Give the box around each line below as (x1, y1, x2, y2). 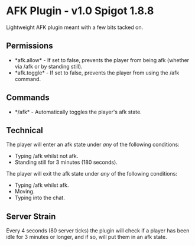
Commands (6, 93, 50, 103)
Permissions (6, 41, 53, 51)
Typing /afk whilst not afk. (14, 153, 79, 160)
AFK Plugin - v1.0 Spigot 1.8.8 (6, 4, 154, 18)
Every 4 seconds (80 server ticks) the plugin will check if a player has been (6, 227, 190, 234)
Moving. (14, 188, 35, 195)
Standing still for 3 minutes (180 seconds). (14, 158, 118, 166)
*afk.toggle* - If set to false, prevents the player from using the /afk (14, 69, 180, 76)
